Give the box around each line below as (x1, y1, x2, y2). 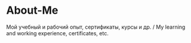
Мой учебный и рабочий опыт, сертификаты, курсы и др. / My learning (6, 23, 186, 30)
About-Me (6, 4, 58, 17)
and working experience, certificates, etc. (6, 29, 109, 36)
